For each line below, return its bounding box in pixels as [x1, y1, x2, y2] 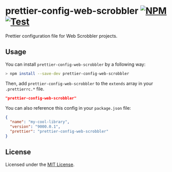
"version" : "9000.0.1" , [10, 124, 60, 130]
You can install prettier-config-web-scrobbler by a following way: [5, 61, 146, 67]
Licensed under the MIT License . [5, 161, 75, 167]
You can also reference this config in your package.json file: [5, 105, 132, 111]
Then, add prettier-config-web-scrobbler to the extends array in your [5, 80, 154, 86]
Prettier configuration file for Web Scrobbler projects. [5, 33, 118, 39]
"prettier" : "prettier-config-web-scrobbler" [10, 129, 109, 134]
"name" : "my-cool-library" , [10, 119, 70, 125]
